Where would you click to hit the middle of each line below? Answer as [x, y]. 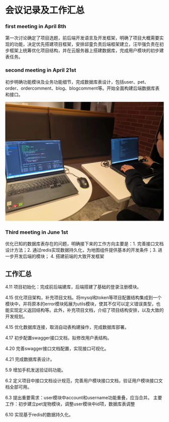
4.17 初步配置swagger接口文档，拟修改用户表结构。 [59, 338]
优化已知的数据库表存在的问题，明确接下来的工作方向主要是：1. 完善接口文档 [84, 244]
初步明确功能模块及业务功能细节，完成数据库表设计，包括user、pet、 [77, 82]
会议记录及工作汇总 [45, 10]
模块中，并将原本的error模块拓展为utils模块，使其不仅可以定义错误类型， [81, 304]
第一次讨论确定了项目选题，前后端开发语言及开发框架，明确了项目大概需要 [82, 38]
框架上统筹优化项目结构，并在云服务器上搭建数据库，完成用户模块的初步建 [87, 50]
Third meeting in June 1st [37, 232]
